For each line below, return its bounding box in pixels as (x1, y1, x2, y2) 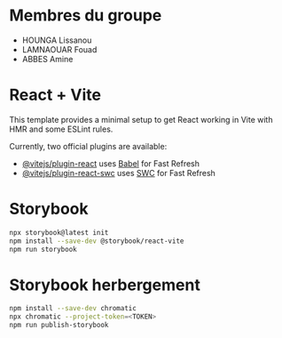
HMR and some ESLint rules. (9, 124, 114, 134)
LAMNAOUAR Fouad (21, 44, 98, 54)
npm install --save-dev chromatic (9, 304, 137, 313)
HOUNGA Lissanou (21, 35, 92, 45)
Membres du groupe (9, 5, 162, 26)
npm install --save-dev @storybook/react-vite (9, 237, 184, 245)
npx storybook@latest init (9, 228, 109, 237)
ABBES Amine (21, 53, 74, 64)
